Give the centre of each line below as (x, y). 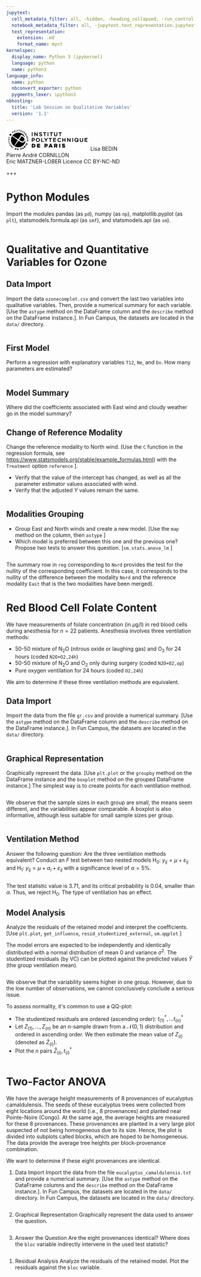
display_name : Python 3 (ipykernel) (57, 57)
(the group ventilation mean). (42, 965)
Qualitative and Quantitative (77, 249)
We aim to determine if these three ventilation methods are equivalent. (93, 682)
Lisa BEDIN (104, 148)
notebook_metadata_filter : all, (52, 25)
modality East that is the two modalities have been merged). (80, 583)
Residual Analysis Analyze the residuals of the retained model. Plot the (102, 1261)
